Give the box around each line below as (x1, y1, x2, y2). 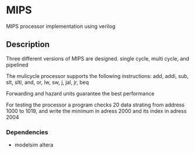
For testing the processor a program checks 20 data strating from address (6, 101, 185, 108)
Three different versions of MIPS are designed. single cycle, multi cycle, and (6, 55, 190, 62)
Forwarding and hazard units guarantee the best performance (6, 90, 155, 97)
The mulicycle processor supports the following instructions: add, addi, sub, (6, 72, 189, 79)
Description (6, 40, 50, 49)
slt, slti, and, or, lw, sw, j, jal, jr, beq (6, 79, 89, 86)
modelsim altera (14, 141, 54, 148)
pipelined (6, 61, 29, 68)
